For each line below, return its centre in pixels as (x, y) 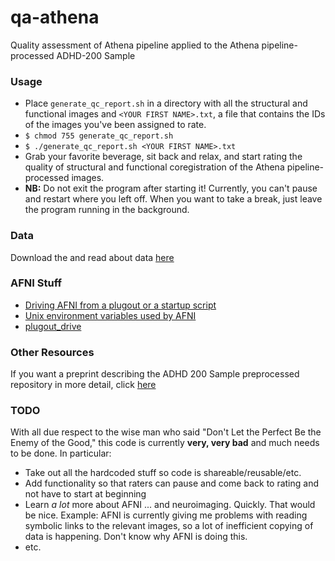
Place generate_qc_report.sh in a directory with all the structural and (166, 103)
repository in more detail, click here (83, 385)
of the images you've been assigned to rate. (115, 125)
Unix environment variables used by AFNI (110, 315)
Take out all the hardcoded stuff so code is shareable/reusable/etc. (163, 473)
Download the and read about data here (92, 257)
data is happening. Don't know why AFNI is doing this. (136, 537)
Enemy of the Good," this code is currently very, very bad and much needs (165, 443)
